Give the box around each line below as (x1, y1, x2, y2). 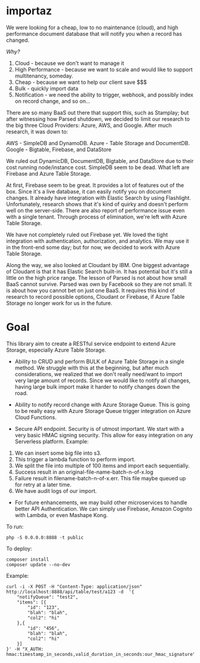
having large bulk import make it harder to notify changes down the (14, 383, 180, 390)
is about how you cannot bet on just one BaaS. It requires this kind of (6, 287, 176, 294)
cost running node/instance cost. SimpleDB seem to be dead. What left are (6, 164, 190, 171)
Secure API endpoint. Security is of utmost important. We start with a (14, 425, 185, 432)
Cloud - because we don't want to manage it (14, 60, 124, 67)
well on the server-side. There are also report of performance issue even (6, 207, 185, 214)
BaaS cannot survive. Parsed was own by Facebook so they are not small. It (6, 280, 192, 287)
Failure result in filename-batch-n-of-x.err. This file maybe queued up (14, 474, 186, 481)
